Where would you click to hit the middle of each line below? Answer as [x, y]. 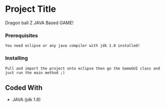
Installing [17, 58]
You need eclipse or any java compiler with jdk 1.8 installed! [73, 46]
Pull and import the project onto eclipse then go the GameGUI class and [83, 68]
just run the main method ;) [35, 72]
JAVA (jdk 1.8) [26, 100]
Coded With [24, 88]
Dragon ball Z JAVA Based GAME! [40, 23]
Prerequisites [21, 36]
